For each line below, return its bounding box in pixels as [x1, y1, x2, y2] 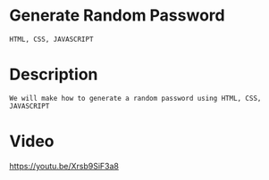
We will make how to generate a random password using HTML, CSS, [9, 94, 262, 102]
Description [9, 64, 98, 85]
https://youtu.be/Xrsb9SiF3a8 [9, 160, 119, 171]
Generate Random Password [9, 5, 225, 26]
